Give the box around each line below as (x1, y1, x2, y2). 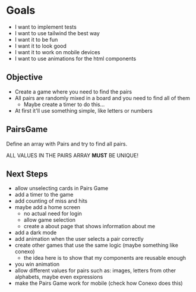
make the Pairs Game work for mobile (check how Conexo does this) (14, 279, 183, 287)
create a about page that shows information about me (23, 223, 156, 230)
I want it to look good (14, 42, 67, 49)
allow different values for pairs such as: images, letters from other (14, 267, 176, 274)
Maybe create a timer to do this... (23, 101, 105, 108)
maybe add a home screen (14, 204, 81, 211)
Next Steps (6, 169, 48, 179)
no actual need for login (23, 210, 82, 218)
